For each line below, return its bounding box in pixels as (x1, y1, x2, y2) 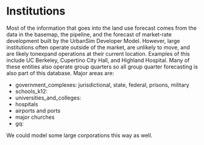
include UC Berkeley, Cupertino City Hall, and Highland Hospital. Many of (6, 56, 190, 64)
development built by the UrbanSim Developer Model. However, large (6, 37, 180, 44)
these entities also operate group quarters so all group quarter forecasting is (6, 62, 198, 70)
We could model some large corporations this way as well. (6, 132, 153, 139)
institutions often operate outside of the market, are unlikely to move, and (6, 44, 191, 51)
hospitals (15, 100, 38, 107)
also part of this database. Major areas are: (6, 69, 114, 76)
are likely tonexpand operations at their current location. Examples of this (6, 50, 190, 57)
